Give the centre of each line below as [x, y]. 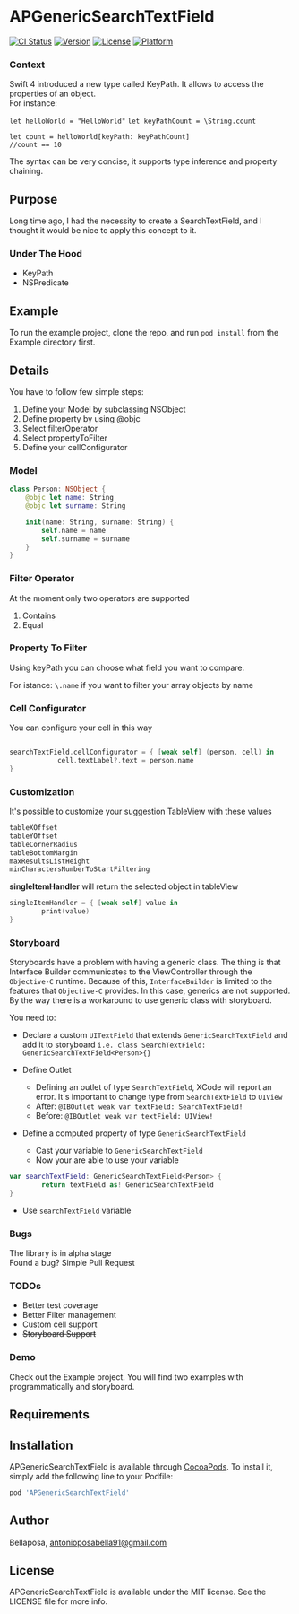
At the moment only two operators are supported [99, 598]
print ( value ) [66, 912]
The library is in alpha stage [60, 1253]
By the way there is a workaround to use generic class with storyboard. [141, 1000]
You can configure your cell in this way [81, 728]
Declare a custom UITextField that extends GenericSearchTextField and [155, 1035]
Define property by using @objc [81, 418]
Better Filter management [69, 1315]
